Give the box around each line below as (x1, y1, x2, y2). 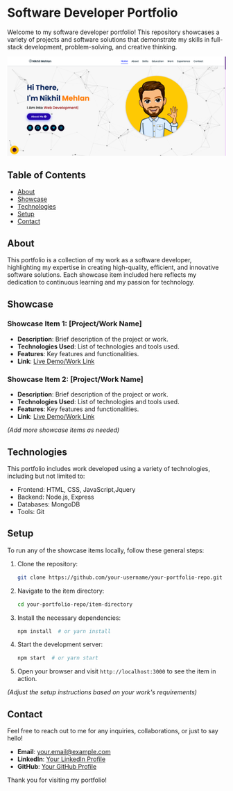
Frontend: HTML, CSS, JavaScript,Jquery (17, 485, 136, 493)
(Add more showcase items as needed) (7, 426, 120, 434)
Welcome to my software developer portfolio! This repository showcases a (7, 28, 220, 36)
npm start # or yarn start (17, 655, 98, 662)
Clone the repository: (17, 559, 78, 568)
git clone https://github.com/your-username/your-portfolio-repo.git (17, 574, 223, 581)
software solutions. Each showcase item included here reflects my (7, 271, 197, 279)
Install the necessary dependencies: (17, 614, 121, 622)
